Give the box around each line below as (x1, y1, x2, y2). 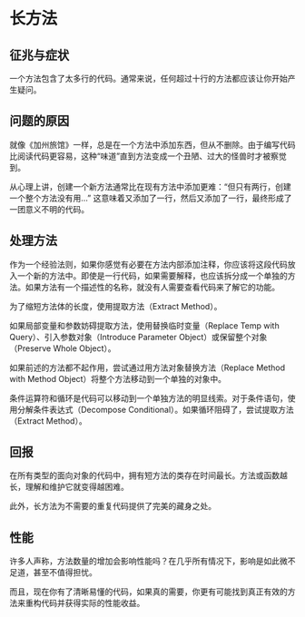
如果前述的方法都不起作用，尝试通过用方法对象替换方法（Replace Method (9, 362, 286, 373)
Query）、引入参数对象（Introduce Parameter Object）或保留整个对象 (9, 331, 268, 342)
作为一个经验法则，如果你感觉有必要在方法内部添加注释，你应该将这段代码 (9, 259, 288, 269)
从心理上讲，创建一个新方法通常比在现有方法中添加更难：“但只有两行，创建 (9, 181, 292, 191)
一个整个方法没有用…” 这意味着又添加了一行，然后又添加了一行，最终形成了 (9, 192, 292, 203)
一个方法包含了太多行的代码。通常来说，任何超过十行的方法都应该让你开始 (9, 73, 288, 83)
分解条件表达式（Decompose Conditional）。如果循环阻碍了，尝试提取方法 (16, 404, 295, 415)
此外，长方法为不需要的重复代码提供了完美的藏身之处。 (9, 501, 216, 512)
